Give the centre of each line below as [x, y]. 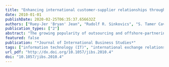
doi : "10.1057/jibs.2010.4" [35, 57]
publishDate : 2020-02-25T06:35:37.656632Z [50, 19]
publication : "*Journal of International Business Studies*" [71, 43]
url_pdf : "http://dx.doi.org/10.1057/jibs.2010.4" [59, 52]
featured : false [22, 38]
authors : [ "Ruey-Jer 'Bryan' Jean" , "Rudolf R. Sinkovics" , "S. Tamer [81, 24]
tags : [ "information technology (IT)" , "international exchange [74, 47]
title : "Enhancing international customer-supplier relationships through [85, 10]
